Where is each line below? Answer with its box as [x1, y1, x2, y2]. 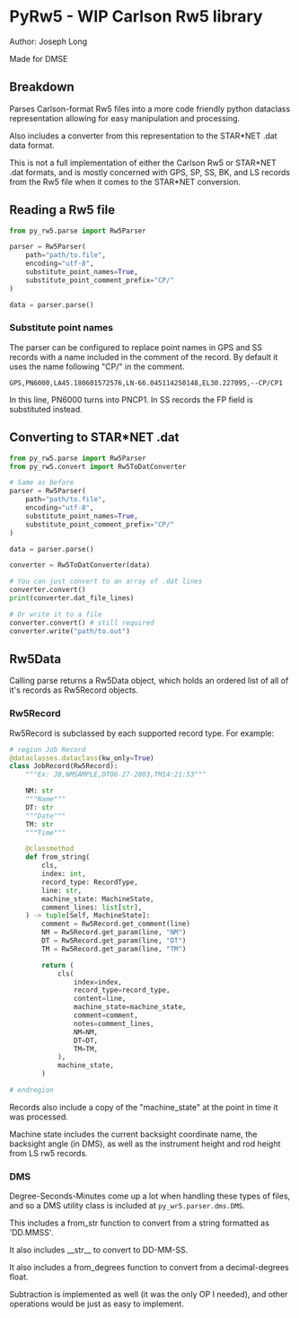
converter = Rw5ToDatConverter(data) [9, 561, 151, 570]
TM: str [25, 819, 54, 828]
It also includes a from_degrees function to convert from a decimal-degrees [9, 1262, 289, 1273]
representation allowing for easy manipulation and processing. [9, 112, 241, 123]
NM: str [25, 786, 54, 796]
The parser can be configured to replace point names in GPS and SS [9, 341, 263, 352]
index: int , [41, 870, 87, 879]
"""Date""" [25, 811, 66, 820]
